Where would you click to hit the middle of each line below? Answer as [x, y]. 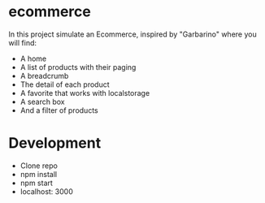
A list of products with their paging [78, 67]
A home [33, 58]
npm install [39, 174]
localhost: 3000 [46, 191]
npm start [36, 183]
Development [55, 143]
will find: [23, 42]
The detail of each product [65, 84]
